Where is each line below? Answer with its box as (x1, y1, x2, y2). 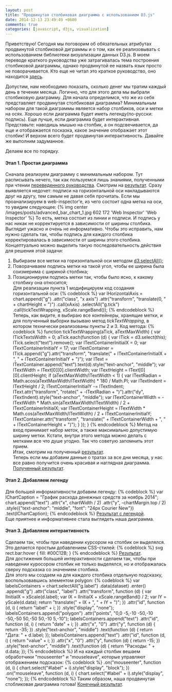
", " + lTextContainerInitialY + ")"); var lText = (12, 356, 108, 362)
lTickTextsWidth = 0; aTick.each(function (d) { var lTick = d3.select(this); (12, 334, 167, 340)
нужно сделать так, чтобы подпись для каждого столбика (5, 231, 133, 238)
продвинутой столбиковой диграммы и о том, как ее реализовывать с (5, 46, 161, 52)
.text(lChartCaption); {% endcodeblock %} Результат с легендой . (5, 510, 145, 517)
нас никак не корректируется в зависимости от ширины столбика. (5, 221, 152, 227)
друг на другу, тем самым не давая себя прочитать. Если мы (5, 193, 140, 199)
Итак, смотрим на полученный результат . (12, 449, 104, 455)
